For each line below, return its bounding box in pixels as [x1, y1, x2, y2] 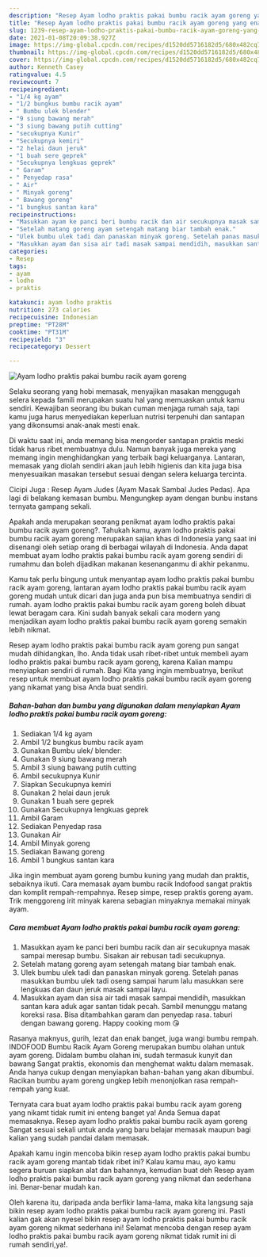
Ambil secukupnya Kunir [20, 771, 101, 781]
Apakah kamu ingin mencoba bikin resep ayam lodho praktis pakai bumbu [9, 1148, 250, 1158]
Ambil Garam [20, 813, 63, 823]
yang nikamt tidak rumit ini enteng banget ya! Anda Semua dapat [9, 1108, 221, 1118]
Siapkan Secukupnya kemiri [20, 780, 112, 789]
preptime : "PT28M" [9, 320, 70, 329]
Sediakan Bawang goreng [20, 847, 105, 857]
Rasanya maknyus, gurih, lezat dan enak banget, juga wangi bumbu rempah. [9, 1033, 258, 1043]
